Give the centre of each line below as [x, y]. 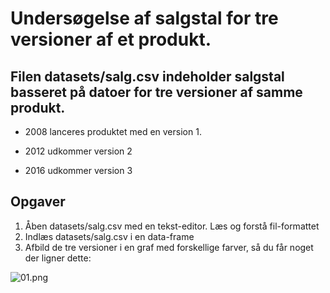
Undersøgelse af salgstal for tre [144, 18]
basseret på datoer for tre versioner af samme [156, 92]
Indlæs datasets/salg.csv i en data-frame [109, 236]
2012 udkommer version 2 [78, 151]
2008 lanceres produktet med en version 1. [113, 131]
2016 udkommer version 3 [78, 170]
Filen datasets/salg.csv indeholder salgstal [147, 76]
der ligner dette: [58, 258]
